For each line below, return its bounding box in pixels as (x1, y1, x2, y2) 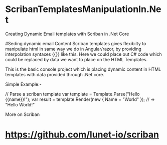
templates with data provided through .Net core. (5, 71, 104, 77)
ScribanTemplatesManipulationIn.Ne (5, 4, 161, 15)
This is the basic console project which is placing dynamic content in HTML (5, 66, 161, 72)
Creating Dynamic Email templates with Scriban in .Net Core (5, 31, 129, 37)
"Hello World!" (5, 101, 35, 107)
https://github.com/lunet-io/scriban (5, 129, 159, 140)
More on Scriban (5, 111, 40, 117)
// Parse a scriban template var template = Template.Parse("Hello (5, 91, 140, 97)
